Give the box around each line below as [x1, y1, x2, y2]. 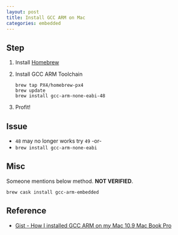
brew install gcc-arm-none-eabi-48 [15, 93, 106, 99]
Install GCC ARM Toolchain [15, 70, 83, 78]
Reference [6, 206, 47, 216]
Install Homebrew [15, 59, 60, 66]
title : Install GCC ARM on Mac [6, 15, 86, 21]
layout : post [6, 9, 39, 15]
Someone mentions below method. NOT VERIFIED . [6, 177, 134, 185]
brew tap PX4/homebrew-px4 [15, 83, 84, 89]
